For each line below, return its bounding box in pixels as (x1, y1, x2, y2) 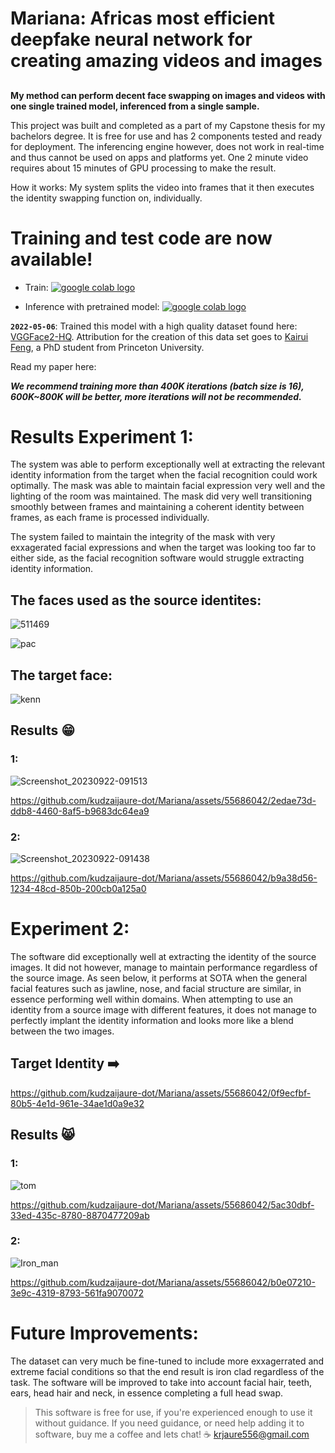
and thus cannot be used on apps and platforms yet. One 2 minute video (10, 151, 309, 163)
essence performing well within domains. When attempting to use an (10, 993, 294, 1005)
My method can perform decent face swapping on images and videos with (10, 89, 326, 101)
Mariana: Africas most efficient (10, 7, 275, 30)
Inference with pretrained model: (24, 300, 160, 312)
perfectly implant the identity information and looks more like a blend (10, 1015, 294, 1026)
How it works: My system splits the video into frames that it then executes (10, 181, 315, 193)
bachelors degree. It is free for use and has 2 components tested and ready (10, 130, 323, 142)
